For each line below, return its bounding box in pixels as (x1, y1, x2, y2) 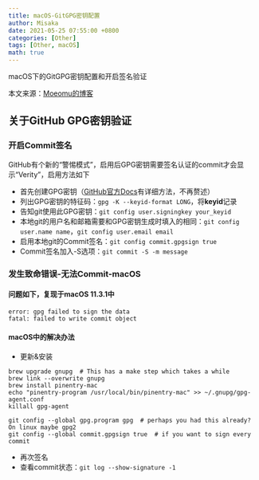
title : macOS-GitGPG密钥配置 (8, 11, 100, 20)
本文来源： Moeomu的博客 (8, 89, 94, 98)
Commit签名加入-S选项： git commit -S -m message (19, 246, 189, 256)
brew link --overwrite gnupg (8, 375, 105, 383)
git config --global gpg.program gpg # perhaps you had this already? (8, 416, 251, 425)
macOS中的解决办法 (8, 332, 76, 342)
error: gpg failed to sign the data (8, 308, 130, 316)
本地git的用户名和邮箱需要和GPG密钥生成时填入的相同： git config (19, 216, 240, 226)
